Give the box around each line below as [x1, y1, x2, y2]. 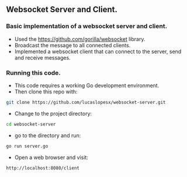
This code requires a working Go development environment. [14, 82, 160, 89]
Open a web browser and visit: [14, 154, 89, 161]
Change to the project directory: [14, 110, 92, 117]
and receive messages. [14, 54, 71, 61]
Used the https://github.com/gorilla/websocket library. [14, 35, 146, 43]
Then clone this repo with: [14, 88, 78, 95]
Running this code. [6, 68, 61, 77]
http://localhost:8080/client [6, 165, 80, 171]
